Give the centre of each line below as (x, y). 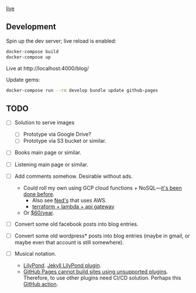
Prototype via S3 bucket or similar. (65, 141)
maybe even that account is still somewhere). (69, 242)
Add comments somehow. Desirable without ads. (73, 176)
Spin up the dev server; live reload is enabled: (61, 41)
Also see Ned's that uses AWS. (69, 200)
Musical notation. (35, 253)
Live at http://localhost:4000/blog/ (47, 68)
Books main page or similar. (48, 153)
